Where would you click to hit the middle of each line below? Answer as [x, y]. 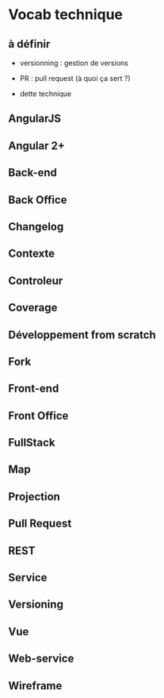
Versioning [36, 605]
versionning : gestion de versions [74, 63]
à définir [29, 44]
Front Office [38, 416]
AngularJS [35, 119]
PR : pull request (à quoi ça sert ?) [75, 78]
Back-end [33, 173]
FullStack [32, 443]
